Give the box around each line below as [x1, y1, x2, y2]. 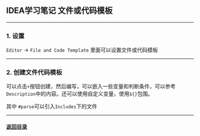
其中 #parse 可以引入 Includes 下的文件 [6, 103, 98, 110]
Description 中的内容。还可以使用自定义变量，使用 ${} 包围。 [6, 90, 154, 97]
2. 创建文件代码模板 [6, 68, 62, 77]
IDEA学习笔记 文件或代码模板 [6, 5, 113, 16]
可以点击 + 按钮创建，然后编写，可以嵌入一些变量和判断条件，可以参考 [6, 83, 176, 90]
